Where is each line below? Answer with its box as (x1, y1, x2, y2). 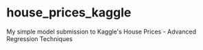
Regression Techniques (6, 34, 73, 42)
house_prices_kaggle (6, 5, 132, 21)
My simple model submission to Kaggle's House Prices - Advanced (6, 27, 197, 36)
